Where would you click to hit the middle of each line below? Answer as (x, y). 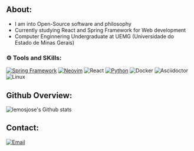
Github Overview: (39, 95)
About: (19, 10)
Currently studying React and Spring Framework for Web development (100, 30)
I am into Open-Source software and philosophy (73, 24)
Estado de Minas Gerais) (45, 42)
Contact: (23, 128)
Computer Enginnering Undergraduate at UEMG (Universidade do (94, 36)
